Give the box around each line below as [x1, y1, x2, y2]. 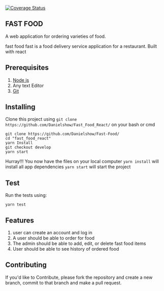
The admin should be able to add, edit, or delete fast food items [12, 240, 146, 247]
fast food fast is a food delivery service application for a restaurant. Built [5, 43, 157, 49]
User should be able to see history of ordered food [12, 246, 119, 252]
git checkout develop [5, 145, 51, 150]
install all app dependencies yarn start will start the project [5, 164, 131, 170]
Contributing [5, 261, 47, 270]
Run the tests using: [5, 192, 47, 198]
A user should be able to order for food [12, 235, 95, 241]
